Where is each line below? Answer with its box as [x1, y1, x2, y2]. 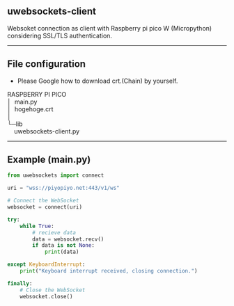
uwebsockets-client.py [13, 127, 80, 135]
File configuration [7, 58, 86, 70]
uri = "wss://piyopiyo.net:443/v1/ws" [7, 184, 120, 192]
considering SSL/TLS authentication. [7, 31, 113, 40]
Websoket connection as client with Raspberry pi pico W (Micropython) [7, 24, 212, 32]
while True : [19, 223, 54, 229]
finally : [7, 280, 33, 287]
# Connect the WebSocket [7, 198, 79, 204]
